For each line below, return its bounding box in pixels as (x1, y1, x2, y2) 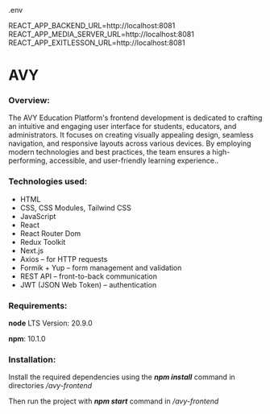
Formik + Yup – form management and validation (19, 263, 182, 272)
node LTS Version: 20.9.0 (8, 318, 93, 328)
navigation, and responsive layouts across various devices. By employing (8, 139, 251, 148)
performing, (8, 155, 48, 166)
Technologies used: (8, 176, 88, 187)
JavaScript (19, 211, 56, 221)
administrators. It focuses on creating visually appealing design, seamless (8, 130, 254, 140)
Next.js (19, 246, 44, 255)
